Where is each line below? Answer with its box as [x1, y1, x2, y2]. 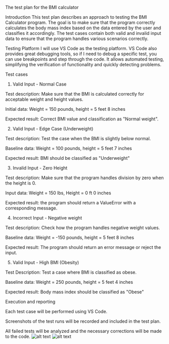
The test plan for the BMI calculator [5, 5, 79, 10]
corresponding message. [5, 205, 58, 211]
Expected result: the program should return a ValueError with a [5, 200, 136, 205]
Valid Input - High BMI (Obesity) [12, 260, 79, 265]
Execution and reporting [5, 298, 56, 305]
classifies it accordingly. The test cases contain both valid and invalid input [5, 30, 161, 36]
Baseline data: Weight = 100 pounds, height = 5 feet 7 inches [5, 145, 133, 151]
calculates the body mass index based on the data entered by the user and [5, 25, 161, 31]
